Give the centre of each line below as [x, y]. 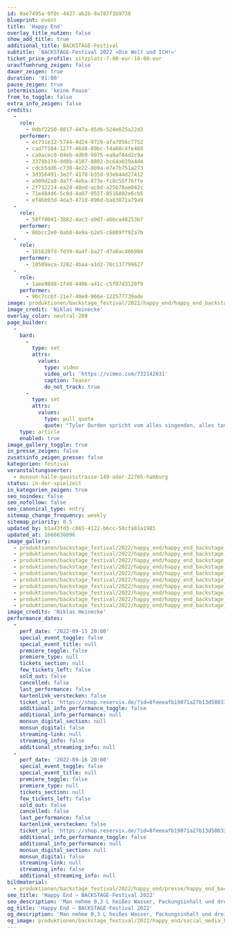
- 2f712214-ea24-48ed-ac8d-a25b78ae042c [84, 188]
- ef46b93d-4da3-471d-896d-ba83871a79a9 [84, 200]
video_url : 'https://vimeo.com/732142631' [106, 374]
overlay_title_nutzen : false [49, 33]
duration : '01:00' [33, 78]
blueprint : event [32, 20]
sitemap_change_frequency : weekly [57, 516]
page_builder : [28, 323]
